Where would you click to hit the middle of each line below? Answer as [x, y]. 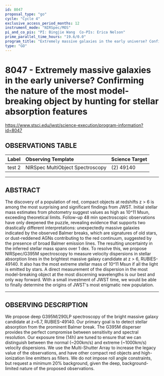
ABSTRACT [23, 190]
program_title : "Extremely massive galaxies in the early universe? [76, 42]
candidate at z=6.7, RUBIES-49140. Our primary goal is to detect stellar [76, 322]
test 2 [14, 167]
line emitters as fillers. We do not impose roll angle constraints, [89, 358]
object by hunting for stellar [101, 101]
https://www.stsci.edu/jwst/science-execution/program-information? [74, 125]
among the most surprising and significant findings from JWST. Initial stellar [81, 207]
